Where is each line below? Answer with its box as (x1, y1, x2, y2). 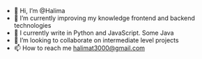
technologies (13, 22, 52, 29)
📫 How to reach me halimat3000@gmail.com (13, 44, 145, 52)
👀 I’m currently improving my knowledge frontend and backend (13, 14, 195, 22)
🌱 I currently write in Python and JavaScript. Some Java (13, 28, 174, 37)
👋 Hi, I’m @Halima (13, 7, 65, 15)
